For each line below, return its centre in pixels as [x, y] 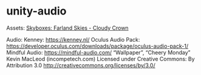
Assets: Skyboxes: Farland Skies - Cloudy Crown [67, 28]
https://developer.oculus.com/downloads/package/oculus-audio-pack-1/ [97, 46]
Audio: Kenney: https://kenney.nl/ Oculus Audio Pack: [73, 39]
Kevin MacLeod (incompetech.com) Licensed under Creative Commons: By [101, 59]
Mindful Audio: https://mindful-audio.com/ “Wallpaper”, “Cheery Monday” [98, 52]
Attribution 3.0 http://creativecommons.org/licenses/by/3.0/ [81, 65]
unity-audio [36, 11]
